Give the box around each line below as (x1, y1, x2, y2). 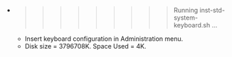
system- (173, 13, 198, 22)
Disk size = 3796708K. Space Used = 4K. (24, 42, 147, 50)
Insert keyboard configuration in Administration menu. (24, 34, 184, 43)
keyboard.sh (173, 21, 211, 29)
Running (173, 6, 199, 14)
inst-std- (199, 6, 226, 14)
